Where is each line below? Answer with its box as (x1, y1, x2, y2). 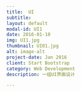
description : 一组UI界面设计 (6, 71, 75, 77)
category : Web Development (6, 65, 75, 72)
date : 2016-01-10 (6, 32, 51, 38)
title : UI (6, 9, 34, 15)
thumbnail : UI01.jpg (6, 43, 60, 49)
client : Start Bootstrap (6, 60, 70, 66)
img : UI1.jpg (6, 37, 40, 43)
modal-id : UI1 (6, 26, 43, 32)
